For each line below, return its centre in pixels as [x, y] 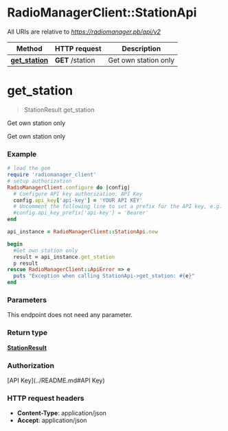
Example [22, 154]
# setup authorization [39, 181]
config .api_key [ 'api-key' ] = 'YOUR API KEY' [78, 200]
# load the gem [29, 168]
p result [26, 263]
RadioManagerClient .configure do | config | [69, 187]
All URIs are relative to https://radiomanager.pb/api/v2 [84, 32]
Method [29, 48]
